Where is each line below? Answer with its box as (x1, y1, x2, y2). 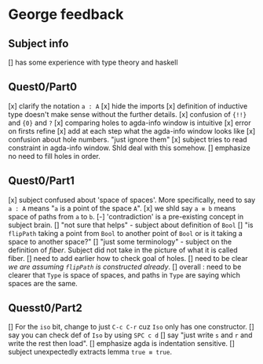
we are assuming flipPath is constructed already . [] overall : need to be (8, 262, 242, 271)
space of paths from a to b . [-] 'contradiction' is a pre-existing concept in (8, 211, 244, 221)
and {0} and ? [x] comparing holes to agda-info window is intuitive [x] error (8, 118, 251, 127)
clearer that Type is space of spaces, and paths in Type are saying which (8, 270, 241, 280)
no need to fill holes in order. (8, 151, 100, 160)
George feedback (8, 6, 124, 24)
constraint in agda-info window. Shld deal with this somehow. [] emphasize (8, 143, 251, 153)
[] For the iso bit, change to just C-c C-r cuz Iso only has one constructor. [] (8, 322, 255, 332)
